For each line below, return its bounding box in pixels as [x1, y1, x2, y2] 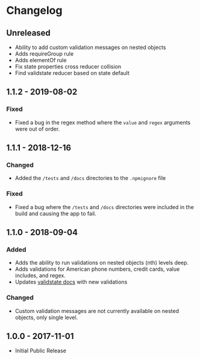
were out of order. [14, 125, 60, 132]
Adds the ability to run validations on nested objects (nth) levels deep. [14, 259, 189, 267]
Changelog [6, 4, 63, 18]
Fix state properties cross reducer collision [14, 63, 122, 70]
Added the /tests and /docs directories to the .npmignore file [14, 175, 166, 182]
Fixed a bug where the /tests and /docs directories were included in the [14, 203, 194, 210]
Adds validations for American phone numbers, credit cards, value [14, 265, 180, 273]
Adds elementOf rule [14, 57, 67, 63]
